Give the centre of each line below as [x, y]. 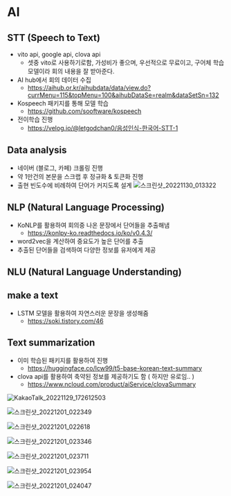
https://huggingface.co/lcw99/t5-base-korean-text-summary [115, 368]
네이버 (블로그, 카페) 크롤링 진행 [60, 168]
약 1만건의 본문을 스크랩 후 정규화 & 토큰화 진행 [80, 176]
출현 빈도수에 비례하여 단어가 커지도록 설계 [75, 185]
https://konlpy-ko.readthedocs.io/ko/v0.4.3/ [90, 232]
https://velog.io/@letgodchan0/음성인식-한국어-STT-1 [103, 128]
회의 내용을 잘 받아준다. [83, 71]
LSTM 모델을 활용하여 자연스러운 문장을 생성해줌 [83, 313]
